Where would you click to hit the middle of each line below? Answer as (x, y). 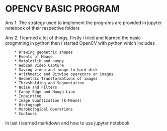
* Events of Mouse (33, 56)
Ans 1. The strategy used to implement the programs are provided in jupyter (83, 23)
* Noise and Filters (36, 87)
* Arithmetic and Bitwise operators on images (64, 74)
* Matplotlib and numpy (39, 61)
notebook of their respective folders (43, 28)
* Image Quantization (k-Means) (48, 100)
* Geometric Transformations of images (56, 78)
